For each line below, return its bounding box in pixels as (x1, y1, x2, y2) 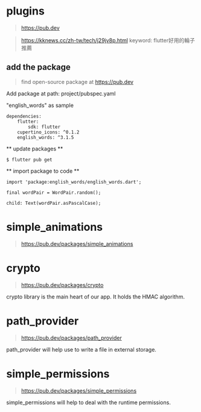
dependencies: (6, 113, 42, 119)
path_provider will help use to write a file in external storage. (6, 346, 157, 353)
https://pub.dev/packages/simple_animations (21, 240, 133, 247)
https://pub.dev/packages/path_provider (21, 334, 122, 341)
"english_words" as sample (6, 101, 74, 109)
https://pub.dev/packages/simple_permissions (21, 387, 137, 394)
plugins (6, 4, 45, 18)
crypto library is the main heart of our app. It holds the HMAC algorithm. (6, 293, 185, 300)
